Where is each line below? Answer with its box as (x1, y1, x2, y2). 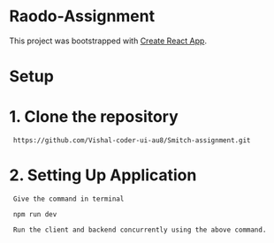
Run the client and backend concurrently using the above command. (12, 225, 267, 234)
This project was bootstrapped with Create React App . (9, 35, 208, 46)
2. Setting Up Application (9, 165, 197, 186)
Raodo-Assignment (9, 6, 156, 27)
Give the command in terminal (12, 194, 125, 203)
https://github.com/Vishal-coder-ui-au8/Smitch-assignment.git (12, 136, 251, 145)
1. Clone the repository (9, 107, 179, 127)
